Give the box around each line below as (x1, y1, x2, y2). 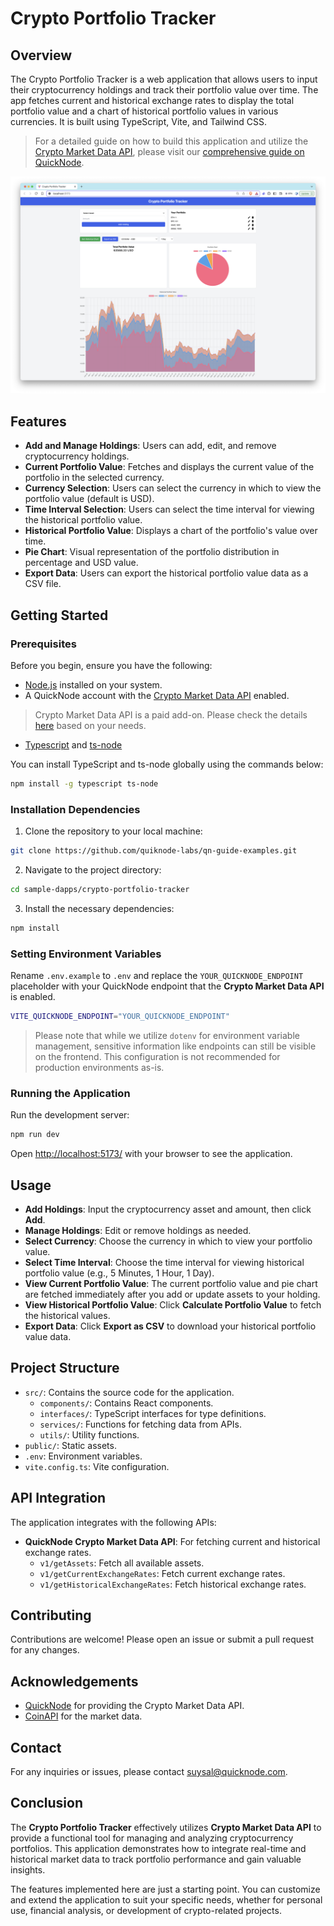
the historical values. (24, 1309, 111, 1321)
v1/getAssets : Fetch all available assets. (39, 1557, 205, 1569)
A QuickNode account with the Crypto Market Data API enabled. (24, 689, 290, 701)
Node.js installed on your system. (24, 678, 163, 691)
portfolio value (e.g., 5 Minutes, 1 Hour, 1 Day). (24, 1267, 215, 1279)
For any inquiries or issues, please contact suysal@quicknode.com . (10, 1766, 288, 1777)
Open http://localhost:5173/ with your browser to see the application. (10, 1148, 293, 1160)
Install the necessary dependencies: (24, 902, 175, 914)
